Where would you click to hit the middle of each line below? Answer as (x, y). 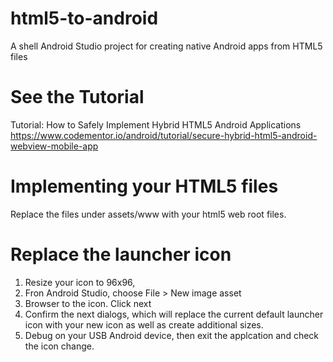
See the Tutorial (77, 97)
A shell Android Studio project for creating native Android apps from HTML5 (166, 46)
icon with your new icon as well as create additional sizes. (144, 324)
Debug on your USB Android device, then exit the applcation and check (172, 335)
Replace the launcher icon (121, 254)
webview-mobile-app (54, 146)
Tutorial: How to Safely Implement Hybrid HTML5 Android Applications (156, 124)
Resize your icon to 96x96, (80, 282)
